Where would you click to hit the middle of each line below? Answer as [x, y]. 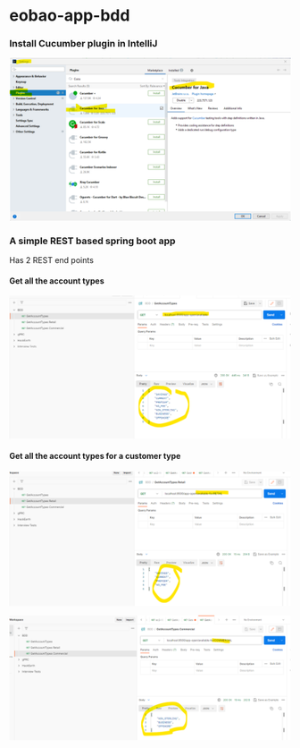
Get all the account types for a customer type [95, 456]
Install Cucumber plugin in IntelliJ [83, 44]
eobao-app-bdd [70, 16]
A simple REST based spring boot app [92, 241]
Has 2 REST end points [51, 260]
